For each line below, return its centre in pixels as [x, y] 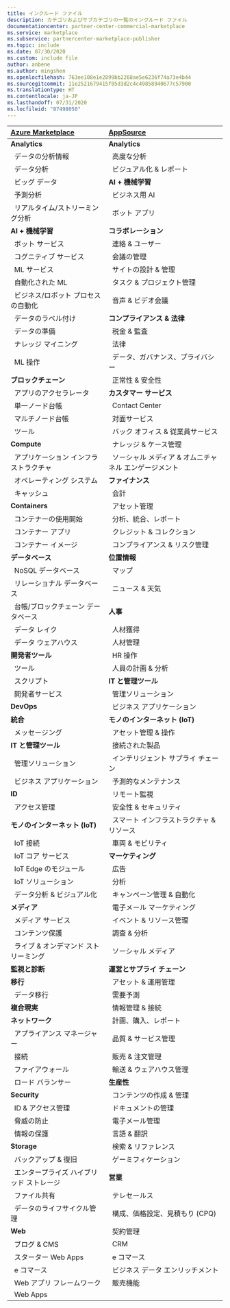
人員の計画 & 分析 [140, 668]
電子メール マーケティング [154, 907]
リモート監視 [133, 794]
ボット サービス [39, 243]
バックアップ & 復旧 [46, 1159]
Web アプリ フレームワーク [57, 1283]
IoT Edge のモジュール [50, 868]
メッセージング [38, 733]
